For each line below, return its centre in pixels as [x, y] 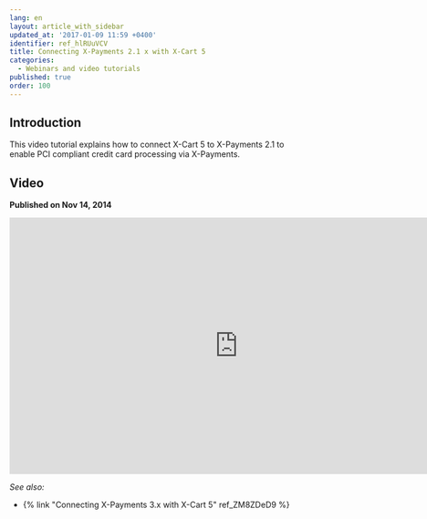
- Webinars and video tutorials [79, 69]
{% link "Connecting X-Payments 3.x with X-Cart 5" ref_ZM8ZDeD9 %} [156, 505]
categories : [32, 60]
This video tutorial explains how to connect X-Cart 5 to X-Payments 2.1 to [147, 145]
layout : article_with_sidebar [67, 26]
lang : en [26, 18]
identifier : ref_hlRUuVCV [58, 43]
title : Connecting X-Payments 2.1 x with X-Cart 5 [108, 52]
